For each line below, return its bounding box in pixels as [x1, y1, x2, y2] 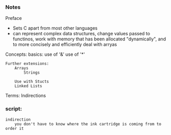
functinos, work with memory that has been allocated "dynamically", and [12, 36, 166, 42]
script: [5, 105, 22, 112]
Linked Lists [14, 83, 42, 89]
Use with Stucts [14, 79, 50, 84]
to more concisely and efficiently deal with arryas [12, 41, 117, 48]
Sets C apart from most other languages [12, 25, 98, 31]
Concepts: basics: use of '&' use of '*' [5, 51, 85, 57]
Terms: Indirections [5, 93, 46, 99]
